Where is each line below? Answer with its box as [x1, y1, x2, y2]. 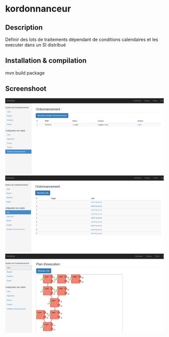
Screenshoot [5, 84, 47, 93]
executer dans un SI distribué [5, 42, 66, 48]
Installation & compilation [5, 57, 87, 65]
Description [5, 23, 43, 32]
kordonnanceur [5, 3, 71, 15]
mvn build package [5, 70, 45, 76]
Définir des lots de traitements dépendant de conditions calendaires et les [5, 36, 158, 42]
